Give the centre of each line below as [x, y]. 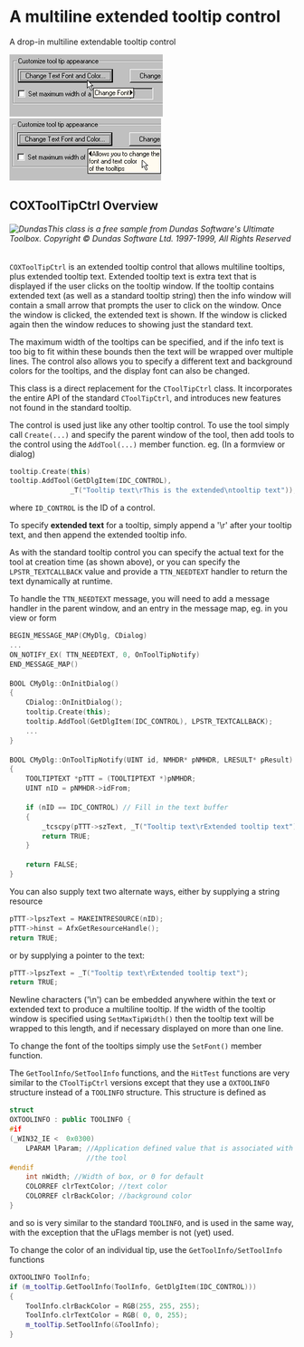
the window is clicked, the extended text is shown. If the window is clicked [148, 315]
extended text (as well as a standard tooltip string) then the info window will [150, 295]
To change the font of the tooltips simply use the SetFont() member [136, 1046]
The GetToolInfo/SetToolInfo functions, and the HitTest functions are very [150, 1073]
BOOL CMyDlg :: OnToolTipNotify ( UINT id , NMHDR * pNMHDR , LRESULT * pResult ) [152, 760]
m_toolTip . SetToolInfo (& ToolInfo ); [93, 1325]
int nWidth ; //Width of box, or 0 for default [115, 1177]
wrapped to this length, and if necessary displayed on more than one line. [147, 1029]
